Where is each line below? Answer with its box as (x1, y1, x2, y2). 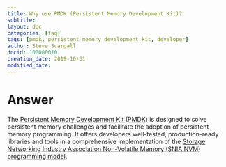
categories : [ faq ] (7, 29, 61, 37)
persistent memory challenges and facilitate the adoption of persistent (7, 122, 209, 131)
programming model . (7, 152, 68, 160)
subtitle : (7, 17, 36, 24)
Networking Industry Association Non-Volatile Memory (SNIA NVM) (7, 144, 201, 153)
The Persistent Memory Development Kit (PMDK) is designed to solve (7, 115, 207, 123)
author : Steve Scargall (7, 42, 77, 49)
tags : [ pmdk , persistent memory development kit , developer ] (7, 36, 189, 43)
